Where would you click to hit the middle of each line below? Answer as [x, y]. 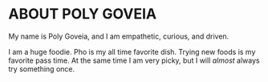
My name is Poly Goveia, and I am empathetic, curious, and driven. [119, 36]
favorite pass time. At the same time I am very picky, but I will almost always [134, 60]
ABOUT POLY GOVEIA [83, 14]
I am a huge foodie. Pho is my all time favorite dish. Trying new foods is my [132, 51]
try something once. [41, 68]
